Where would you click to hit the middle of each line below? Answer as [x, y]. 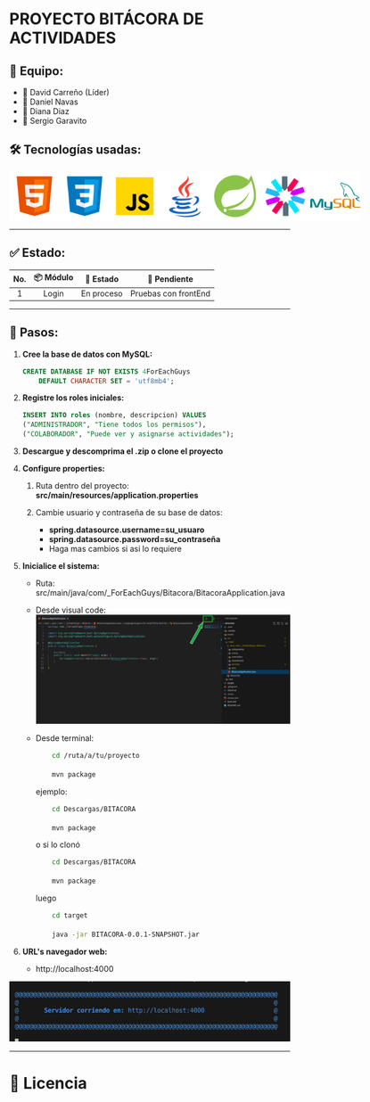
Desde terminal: [65, 738]
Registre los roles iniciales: [73, 398]
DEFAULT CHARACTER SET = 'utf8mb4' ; [107, 381]
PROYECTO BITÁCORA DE [107, 19]
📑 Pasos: [34, 333]
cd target [70, 916]
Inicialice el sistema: [61, 566]
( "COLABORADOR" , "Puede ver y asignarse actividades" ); [128, 434]
